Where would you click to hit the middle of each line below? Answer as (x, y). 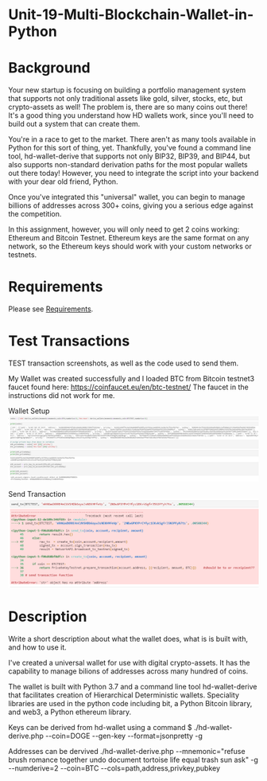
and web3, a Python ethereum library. (70, 712)
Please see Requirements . (51, 309)
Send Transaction (37, 494)
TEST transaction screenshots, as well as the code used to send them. (124, 363)
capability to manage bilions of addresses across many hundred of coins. (128, 671)
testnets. (23, 255)
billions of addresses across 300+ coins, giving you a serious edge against (131, 205)
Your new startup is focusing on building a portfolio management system (127, 90)
